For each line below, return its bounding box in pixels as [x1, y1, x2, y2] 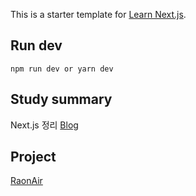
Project [10, 149, 57, 166]
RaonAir [10, 175, 43, 187]
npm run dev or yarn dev [10, 64, 114, 74]
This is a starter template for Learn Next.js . [10, 9, 187, 20]
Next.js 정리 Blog [10, 119, 79, 131]
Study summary [10, 91, 113, 108]
